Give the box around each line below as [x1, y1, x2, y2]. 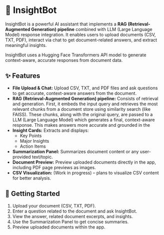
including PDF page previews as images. [12, 164, 96, 170]
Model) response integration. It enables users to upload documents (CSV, [5, 31, 156, 37]
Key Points [19, 132, 42, 139]
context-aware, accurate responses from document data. [5, 57, 123, 63]
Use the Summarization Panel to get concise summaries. [12, 219, 129, 225]
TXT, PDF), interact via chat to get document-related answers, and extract [5, 37, 158, 43]
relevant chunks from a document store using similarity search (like [12, 106, 151, 112]
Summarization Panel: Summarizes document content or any [12, 148, 139, 154]
